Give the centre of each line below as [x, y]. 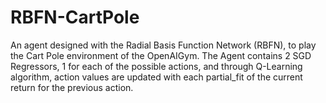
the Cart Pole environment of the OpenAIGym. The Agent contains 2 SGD [161, 55]
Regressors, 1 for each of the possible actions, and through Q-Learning [156, 66]
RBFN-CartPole [75, 17]
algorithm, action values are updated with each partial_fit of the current [156, 77]
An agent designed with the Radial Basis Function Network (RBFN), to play [163, 45]
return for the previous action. [72, 87]
